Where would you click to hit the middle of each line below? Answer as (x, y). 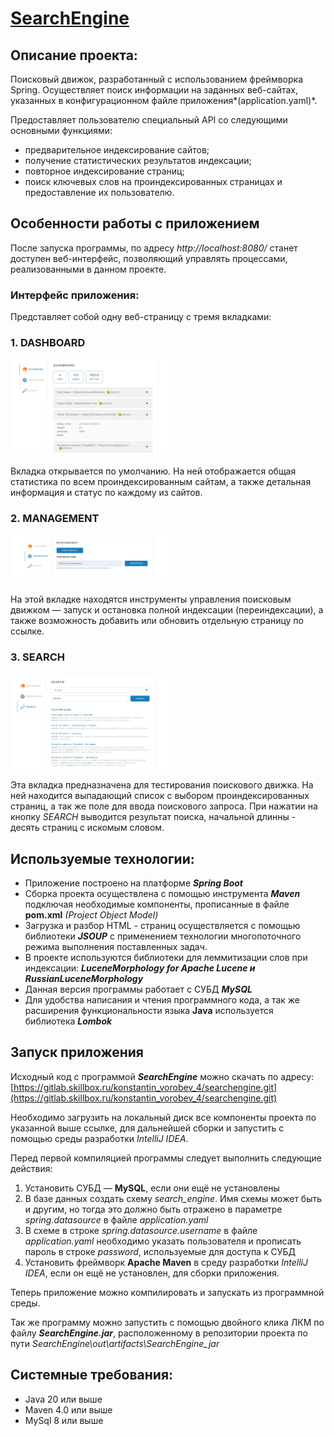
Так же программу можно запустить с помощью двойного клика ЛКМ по (167, 1322)
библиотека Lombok (68, 1021)
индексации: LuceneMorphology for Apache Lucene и (140, 968)
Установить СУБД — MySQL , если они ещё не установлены (152, 1188)
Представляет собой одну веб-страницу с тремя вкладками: (141, 317)
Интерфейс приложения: (75, 295)
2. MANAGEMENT (55, 518)
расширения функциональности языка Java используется (149, 1011)
